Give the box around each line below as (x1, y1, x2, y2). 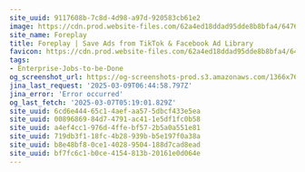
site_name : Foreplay (9, 30, 88, 39)
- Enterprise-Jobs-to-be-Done (9, 65, 124, 74)
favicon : (9, 47, 43, 56)
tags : (9, 56, 30, 65)
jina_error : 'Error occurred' (9, 89, 124, 98)
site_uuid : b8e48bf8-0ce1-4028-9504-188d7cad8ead (9, 140, 202, 149)
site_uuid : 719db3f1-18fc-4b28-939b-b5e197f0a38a (9, 132, 202, 141)
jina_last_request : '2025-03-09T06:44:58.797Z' (9, 81, 193, 90)
